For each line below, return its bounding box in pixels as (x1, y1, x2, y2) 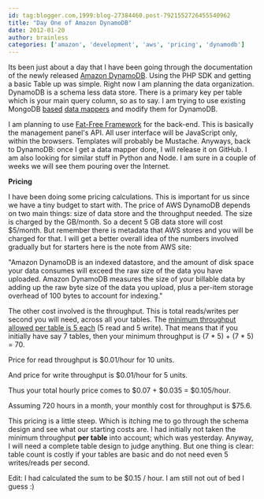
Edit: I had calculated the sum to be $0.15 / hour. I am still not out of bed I (8, 474, 244, 483)
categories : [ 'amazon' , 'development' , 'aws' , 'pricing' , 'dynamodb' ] (8, 41, 245, 49)
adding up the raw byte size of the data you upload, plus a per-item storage (8, 283, 254, 292)
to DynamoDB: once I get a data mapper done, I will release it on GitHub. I (8, 145, 247, 155)
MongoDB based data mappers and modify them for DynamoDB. (8, 104, 218, 114)
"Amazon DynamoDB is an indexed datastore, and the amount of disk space (8, 258, 255, 267)
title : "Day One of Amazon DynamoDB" (8, 19, 132, 27)
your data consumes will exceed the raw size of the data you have (8, 266, 223, 276)
